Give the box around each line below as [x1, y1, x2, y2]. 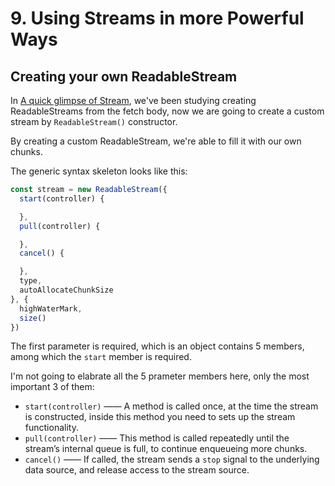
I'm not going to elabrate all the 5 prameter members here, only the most [10, 370, 310, 382]
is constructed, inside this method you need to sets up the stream [24, 411, 296, 423]
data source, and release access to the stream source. [24, 464, 250, 476]
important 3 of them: [10, 381, 95, 393]
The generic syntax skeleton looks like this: [10, 165, 188, 177]
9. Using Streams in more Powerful [10, 7, 305, 30]
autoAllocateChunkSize [19, 285, 114, 295]
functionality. [24, 422, 79, 434]
